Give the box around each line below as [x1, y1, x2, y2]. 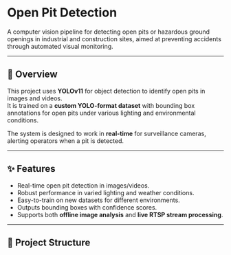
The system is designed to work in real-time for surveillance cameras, [7, 129, 206, 137]
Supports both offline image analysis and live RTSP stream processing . [16, 210, 223, 219]
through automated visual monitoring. [7, 42, 113, 50]
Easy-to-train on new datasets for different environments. [16, 196, 180, 204]
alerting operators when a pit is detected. [7, 136, 124, 145]
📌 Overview [7, 69, 58, 80]
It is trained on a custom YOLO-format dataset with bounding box [7, 101, 195, 109]
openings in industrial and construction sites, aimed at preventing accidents [7, 34, 222, 43]
